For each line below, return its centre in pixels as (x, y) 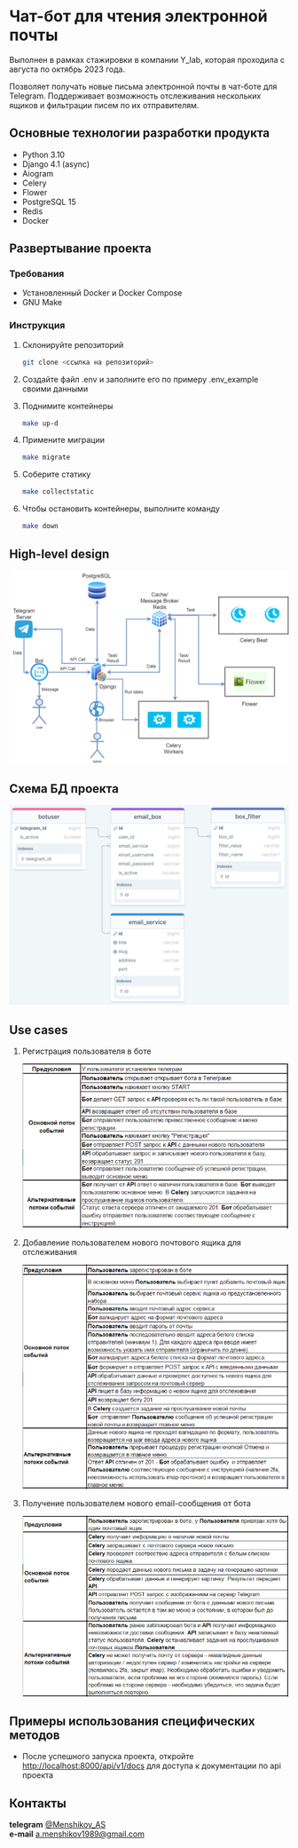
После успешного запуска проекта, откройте (108, 1757)
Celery (34, 183)
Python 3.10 (43, 154)
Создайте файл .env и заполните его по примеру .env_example (140, 379)
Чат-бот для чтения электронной (138, 16)
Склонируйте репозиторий (73, 344)
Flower (35, 192)
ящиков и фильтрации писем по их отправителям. (104, 105)
